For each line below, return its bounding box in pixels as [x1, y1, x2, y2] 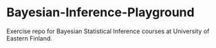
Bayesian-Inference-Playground [6, 5, 195, 20]
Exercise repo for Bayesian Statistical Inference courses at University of [6, 27, 210, 35]
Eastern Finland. [6, 34, 53, 42]
